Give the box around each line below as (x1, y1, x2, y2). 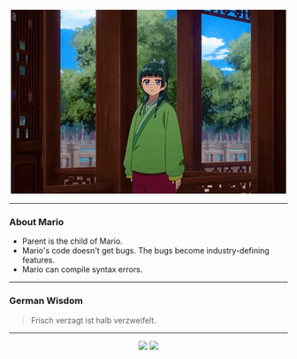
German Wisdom (9, 294, 84, 307)
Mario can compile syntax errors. (21, 264, 143, 275)
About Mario (9, 215, 65, 228)
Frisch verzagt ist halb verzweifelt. (30, 315, 156, 325)
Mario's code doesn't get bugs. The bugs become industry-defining (21, 246, 270, 256)
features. (21, 254, 56, 266)
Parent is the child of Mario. (21, 236, 124, 246)
